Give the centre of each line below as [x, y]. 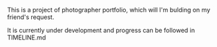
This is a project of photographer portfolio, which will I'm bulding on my [109, 10]
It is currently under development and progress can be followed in [101, 30]
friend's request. [31, 17]
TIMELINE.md [27, 37]
